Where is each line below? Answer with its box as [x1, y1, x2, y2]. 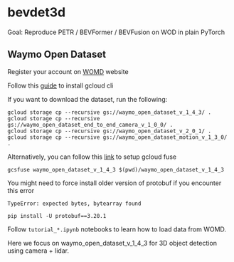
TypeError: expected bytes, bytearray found [7, 200, 142, 207]
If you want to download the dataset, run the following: [7, 95, 168, 103]
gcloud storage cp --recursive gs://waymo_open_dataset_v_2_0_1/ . [7, 127, 212, 135]
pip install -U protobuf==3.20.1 [7, 212, 107, 219]
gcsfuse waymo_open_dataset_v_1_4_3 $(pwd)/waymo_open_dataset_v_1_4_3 [7, 166, 224, 173]
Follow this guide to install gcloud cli [7, 81, 114, 90]
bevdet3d [7, 4, 66, 21]
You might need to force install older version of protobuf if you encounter [7, 179, 222, 187]
